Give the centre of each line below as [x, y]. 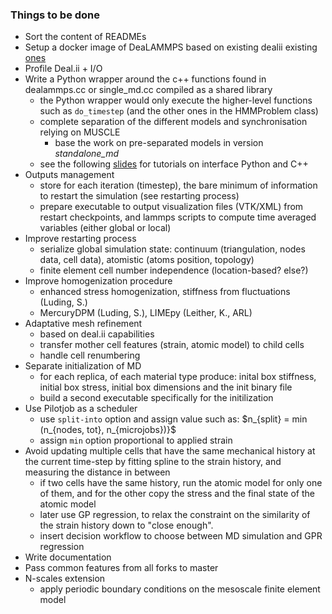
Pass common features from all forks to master [121, 568]
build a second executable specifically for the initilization [156, 398]
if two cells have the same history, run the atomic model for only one [181, 483]
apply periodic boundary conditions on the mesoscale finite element [180, 589]
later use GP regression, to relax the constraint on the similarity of [175, 515]
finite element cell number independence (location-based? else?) [174, 270]
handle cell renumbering [90, 355]
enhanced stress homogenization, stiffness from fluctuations [165, 292]
